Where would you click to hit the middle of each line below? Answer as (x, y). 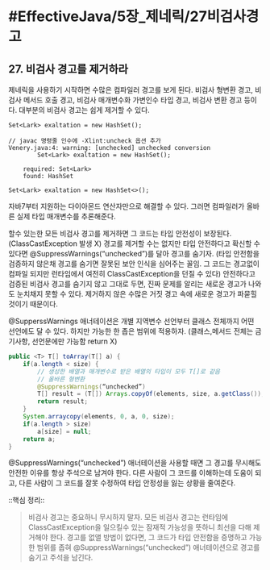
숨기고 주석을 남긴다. (60, 558)
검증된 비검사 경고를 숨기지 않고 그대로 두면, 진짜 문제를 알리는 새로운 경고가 (128, 284)
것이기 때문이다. (33, 304)
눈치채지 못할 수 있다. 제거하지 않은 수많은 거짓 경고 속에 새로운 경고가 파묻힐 (137, 294)
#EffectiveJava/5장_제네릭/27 (108, 17)
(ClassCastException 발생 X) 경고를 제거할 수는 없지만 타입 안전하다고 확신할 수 (134, 243)
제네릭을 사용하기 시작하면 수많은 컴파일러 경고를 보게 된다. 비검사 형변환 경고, (131, 90)
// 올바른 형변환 (61, 379)
